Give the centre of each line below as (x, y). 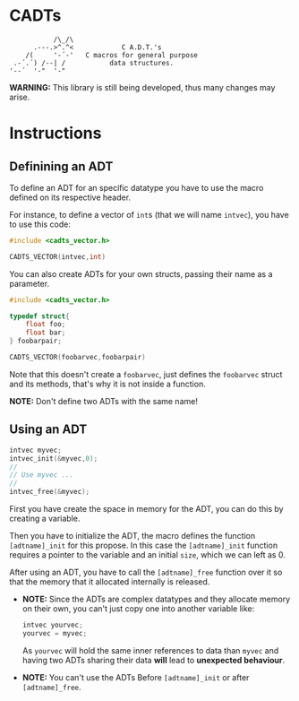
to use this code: (40, 224)
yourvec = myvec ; (55, 633)
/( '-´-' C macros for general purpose (112, 55)
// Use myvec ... (42, 475)
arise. (20, 97)
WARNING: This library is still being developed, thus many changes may (142, 87)
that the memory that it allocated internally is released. (110, 582)
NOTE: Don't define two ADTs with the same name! (104, 401)
